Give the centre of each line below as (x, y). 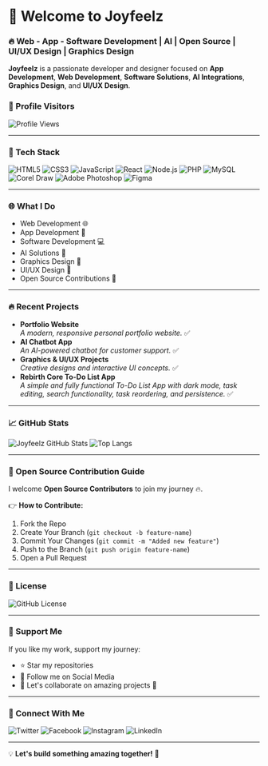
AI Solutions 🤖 (43, 253)
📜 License (28, 586)
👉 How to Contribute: (46, 505)
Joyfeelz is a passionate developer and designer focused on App (116, 69)
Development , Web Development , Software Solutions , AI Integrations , (126, 77)
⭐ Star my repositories (57, 665)
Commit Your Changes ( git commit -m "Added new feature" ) (119, 541)
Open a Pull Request (53, 558)
